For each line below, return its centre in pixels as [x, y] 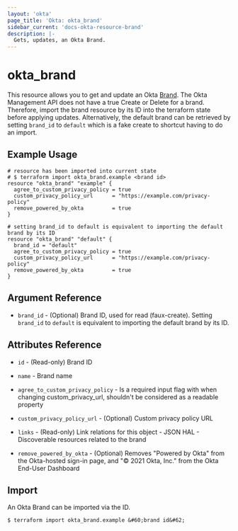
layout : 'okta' [30, 14]
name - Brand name [45, 375]
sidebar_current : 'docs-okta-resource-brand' [75, 27]
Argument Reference [55, 298]
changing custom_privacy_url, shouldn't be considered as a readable [118, 396]
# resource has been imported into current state [82, 171]
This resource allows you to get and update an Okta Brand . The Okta [107, 95]
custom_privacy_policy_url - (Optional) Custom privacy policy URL [115, 418]
